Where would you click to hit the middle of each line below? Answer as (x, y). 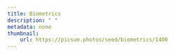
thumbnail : (23, 33)
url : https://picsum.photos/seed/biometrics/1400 (94, 40)
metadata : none (30, 27)
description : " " (33, 20)
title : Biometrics (34, 14)
